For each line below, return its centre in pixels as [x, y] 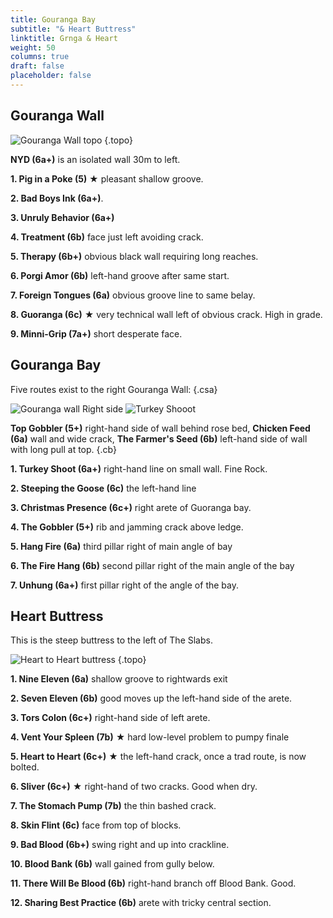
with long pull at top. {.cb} [63, 449]
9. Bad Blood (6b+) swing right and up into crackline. [120, 845]
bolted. [25, 767]
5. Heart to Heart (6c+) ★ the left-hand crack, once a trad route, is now [158, 757]
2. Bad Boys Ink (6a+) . [57, 198]
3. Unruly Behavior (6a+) [62, 217]
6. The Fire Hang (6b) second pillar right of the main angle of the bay [152, 565]
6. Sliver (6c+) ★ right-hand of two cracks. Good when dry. [134, 787]
